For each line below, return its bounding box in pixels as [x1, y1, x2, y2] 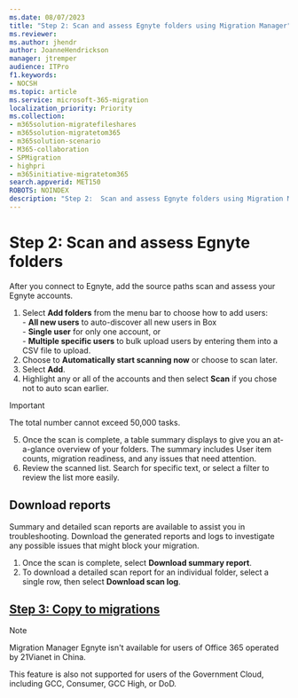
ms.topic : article [9, 87, 77, 96]
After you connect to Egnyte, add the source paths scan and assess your [9, 280, 276, 291]
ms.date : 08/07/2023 [9, 12, 86, 22]
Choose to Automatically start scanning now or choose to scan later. [21, 354, 278, 365]
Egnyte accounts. [9, 290, 74, 301]
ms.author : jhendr [9, 37, 77, 47]
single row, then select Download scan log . [21, 576, 181, 586]
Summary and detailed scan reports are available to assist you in [9, 521, 246, 532]
